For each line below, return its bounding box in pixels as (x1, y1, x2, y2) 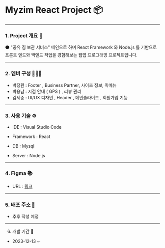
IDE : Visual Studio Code (12, 124, 62, 130)
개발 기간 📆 (12, 228, 34, 234)
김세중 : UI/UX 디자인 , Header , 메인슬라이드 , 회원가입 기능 (12, 94, 128, 100)
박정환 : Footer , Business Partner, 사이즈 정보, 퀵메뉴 (12, 82, 117, 88)
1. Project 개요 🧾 (5, 32, 43, 39)
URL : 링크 (12, 183, 33, 190)
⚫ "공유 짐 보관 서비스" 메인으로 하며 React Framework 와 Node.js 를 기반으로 (5, 44, 157, 50)
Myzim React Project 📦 (5, 4, 103, 16)
